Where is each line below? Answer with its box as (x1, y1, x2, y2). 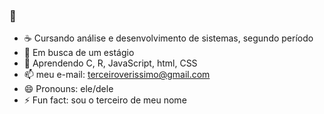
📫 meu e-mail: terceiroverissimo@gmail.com (23, 69, 211, 81)
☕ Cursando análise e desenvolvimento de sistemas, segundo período (23, 32, 314, 44)
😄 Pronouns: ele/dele (23, 83, 114, 95)
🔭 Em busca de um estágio (23, 47, 135, 59)
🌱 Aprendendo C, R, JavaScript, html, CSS (23, 57, 198, 69)
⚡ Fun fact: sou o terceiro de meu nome (23, 94, 187, 106)
